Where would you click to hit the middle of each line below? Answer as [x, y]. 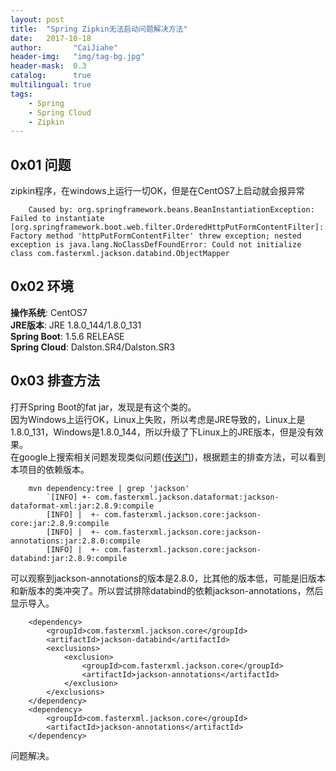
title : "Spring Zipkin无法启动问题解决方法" [99, 29]
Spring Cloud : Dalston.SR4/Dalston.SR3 [93, 347]
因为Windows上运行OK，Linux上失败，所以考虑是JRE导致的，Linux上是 [158, 419]
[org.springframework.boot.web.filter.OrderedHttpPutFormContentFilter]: [167, 227]
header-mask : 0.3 [48, 66]
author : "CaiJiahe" [64, 47]
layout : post [37, 19]
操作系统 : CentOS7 [49, 312]
